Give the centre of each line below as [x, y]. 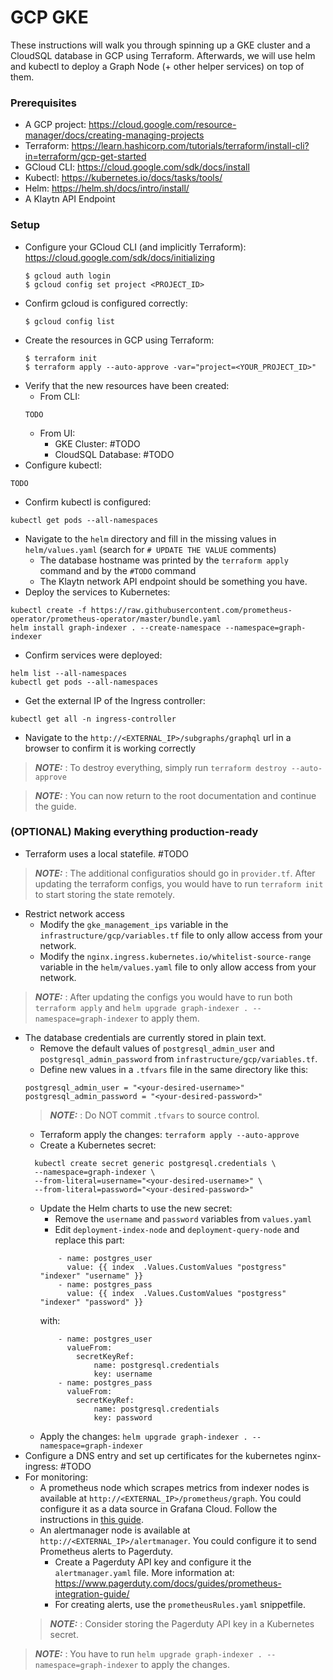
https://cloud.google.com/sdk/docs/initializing [119, 257]
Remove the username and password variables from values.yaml [183, 1218]
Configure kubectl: [63, 465]
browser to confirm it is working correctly [110, 748]
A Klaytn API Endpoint [70, 199]
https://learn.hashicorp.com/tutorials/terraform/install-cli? [190, 146]
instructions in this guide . [91, 1519]
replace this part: [89, 1240]
